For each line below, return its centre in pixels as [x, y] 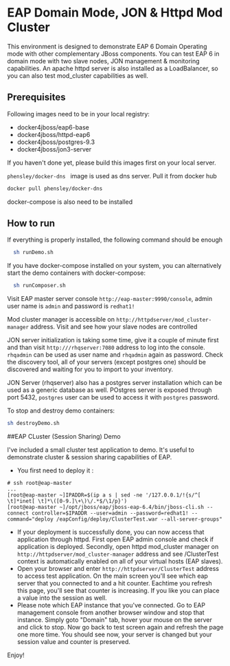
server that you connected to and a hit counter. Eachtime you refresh [115, 583]
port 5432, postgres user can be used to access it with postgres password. [113, 397]
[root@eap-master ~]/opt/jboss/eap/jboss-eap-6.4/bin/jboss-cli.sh [106, 508]
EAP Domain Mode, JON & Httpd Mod [115, 13]
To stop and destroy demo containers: [61, 410]
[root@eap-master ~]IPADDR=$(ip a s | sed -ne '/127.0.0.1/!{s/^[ [104, 495]
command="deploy [30, 519]
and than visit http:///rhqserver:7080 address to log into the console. [106, 347]
